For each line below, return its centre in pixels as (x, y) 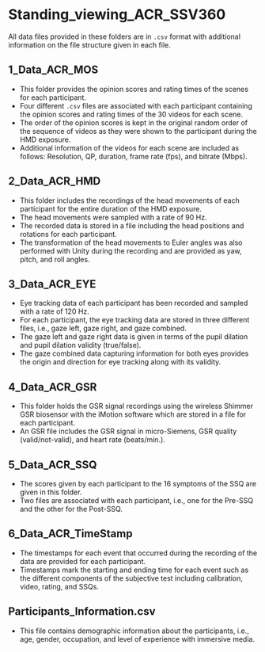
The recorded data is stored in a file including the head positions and (132, 225)
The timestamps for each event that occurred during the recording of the (138, 553)
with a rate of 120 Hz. (54, 311)
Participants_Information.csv (82, 612)
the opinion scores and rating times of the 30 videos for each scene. (131, 114)
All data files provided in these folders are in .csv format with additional (125, 36)
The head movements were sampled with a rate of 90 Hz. (113, 217)
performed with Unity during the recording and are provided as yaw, (131, 250)
